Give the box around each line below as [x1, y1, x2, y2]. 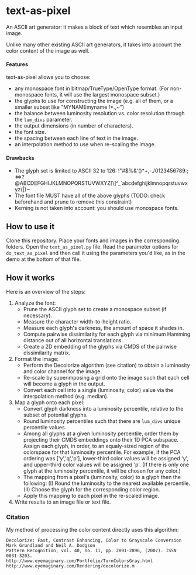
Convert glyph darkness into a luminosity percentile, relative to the [23, 405, 184, 412]
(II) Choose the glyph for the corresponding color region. [23, 486, 160, 493]
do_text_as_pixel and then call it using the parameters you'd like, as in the [6, 250, 185, 257]
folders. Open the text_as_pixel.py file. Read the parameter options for [6, 243, 178, 250]
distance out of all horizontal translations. [23, 336, 123, 343]
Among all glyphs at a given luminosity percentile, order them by [23, 430, 179, 437]
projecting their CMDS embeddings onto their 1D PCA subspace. [23, 436, 178, 443]
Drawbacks [6, 154, 35, 161]
